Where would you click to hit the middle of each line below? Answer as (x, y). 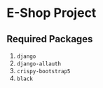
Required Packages (50, 39)
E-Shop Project (51, 13)
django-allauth (39, 64)
